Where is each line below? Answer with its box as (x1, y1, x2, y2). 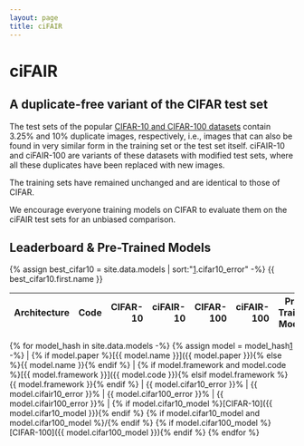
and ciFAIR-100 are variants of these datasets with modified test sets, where (9, 150, 294, 160)
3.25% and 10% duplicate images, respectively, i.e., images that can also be (9, 131, 293, 141)
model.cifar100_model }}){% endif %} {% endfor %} (66, 427, 260, 438)
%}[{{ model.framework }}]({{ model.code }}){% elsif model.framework (9, 369, 275, 381)
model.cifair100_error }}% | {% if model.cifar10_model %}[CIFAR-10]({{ (9, 398, 273, 409)
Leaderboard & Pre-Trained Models (9, 239, 212, 255)
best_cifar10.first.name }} (9, 274, 104, 285)
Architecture (14, 306, 70, 319)
